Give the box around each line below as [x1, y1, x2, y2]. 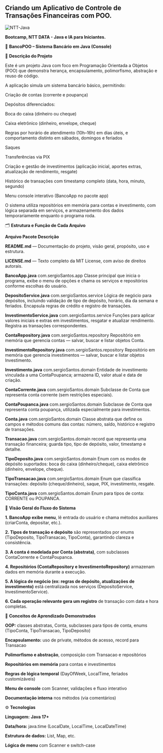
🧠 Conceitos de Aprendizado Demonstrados [5, 613, 96, 618]
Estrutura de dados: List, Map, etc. [5, 732, 75, 738]
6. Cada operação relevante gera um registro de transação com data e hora [5, 598, 159, 604]
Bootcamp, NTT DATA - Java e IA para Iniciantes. [5, 34, 106, 40]
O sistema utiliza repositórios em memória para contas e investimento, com [5, 202, 156, 208]
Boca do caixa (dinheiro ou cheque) [5, 111, 77, 116]
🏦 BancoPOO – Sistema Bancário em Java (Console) [5, 44, 112, 49]
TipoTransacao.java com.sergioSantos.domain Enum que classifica [5, 476, 141, 481]
